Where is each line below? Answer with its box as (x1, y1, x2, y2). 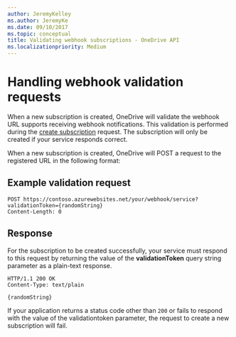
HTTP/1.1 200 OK (7, 275, 55, 282)
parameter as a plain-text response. (7, 261, 112, 270)
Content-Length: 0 (7, 208, 62, 215)
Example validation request (7, 177, 132, 189)
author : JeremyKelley (7, 10, 72, 18)
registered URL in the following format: (7, 156, 121, 165)
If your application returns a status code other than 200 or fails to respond (7, 306, 222, 314)
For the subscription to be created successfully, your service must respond (7, 246, 227, 255)
